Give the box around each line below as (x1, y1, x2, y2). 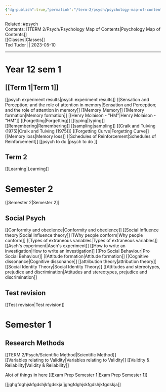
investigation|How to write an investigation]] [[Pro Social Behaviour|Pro (5, 248, 150, 254)
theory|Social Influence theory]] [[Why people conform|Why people (5, 232, 143, 238)
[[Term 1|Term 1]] (5, 84, 59, 92)
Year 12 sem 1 (5, 64, 62, 75)
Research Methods (5, 339, 65, 347)
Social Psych (5, 214, 46, 222)
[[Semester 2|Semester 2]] (5, 200, 60, 206)
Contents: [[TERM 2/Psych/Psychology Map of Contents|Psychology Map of (5, 26, 161, 32)
